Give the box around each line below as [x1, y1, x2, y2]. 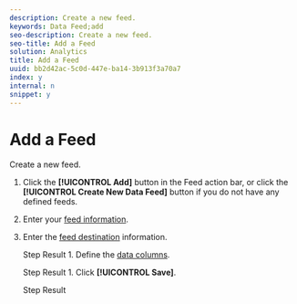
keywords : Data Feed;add [9, 22, 104, 31]
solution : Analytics [9, 47, 88, 57]
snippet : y [9, 89, 51, 99]
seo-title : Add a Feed [9, 38, 96, 48]
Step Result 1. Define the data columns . [22, 249, 170, 260]
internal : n [9, 81, 55, 90]
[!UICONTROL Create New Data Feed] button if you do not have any [22, 186, 280, 197]
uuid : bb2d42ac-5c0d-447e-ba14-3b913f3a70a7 [9, 65, 181, 74]
